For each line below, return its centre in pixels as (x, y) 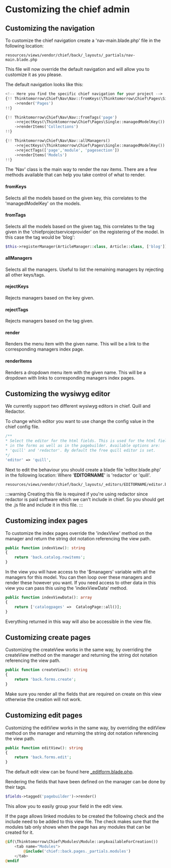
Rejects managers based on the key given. (50, 298)
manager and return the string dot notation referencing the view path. (78, 538)
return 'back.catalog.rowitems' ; (50, 557)
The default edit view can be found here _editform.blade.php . (69, 772)
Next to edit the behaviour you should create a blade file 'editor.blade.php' (83, 469)
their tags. (16, 787)
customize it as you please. (34, 75)
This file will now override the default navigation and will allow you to (77, 69)
